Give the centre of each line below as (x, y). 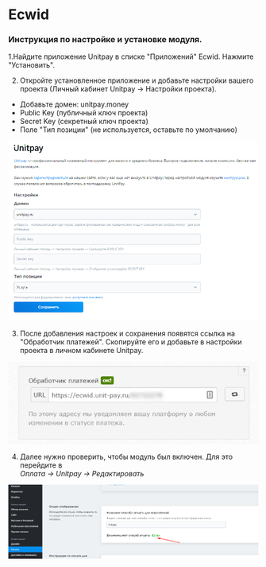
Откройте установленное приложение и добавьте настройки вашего (137, 80)
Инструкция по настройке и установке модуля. (105, 40)
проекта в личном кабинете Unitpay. (81, 350)
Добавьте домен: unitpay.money (74, 104)
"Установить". (32, 65)
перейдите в (41, 465)
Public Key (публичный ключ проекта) (84, 113)
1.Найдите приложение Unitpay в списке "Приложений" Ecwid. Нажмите (131, 56)
